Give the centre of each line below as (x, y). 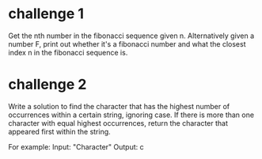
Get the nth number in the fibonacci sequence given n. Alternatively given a (131, 36)
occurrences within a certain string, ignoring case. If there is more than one (131, 115)
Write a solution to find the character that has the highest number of (119, 106)
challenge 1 (46, 14)
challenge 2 (47, 85)
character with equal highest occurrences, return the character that (118, 123)
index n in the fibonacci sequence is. (68, 52)
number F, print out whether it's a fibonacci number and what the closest (127, 44)
